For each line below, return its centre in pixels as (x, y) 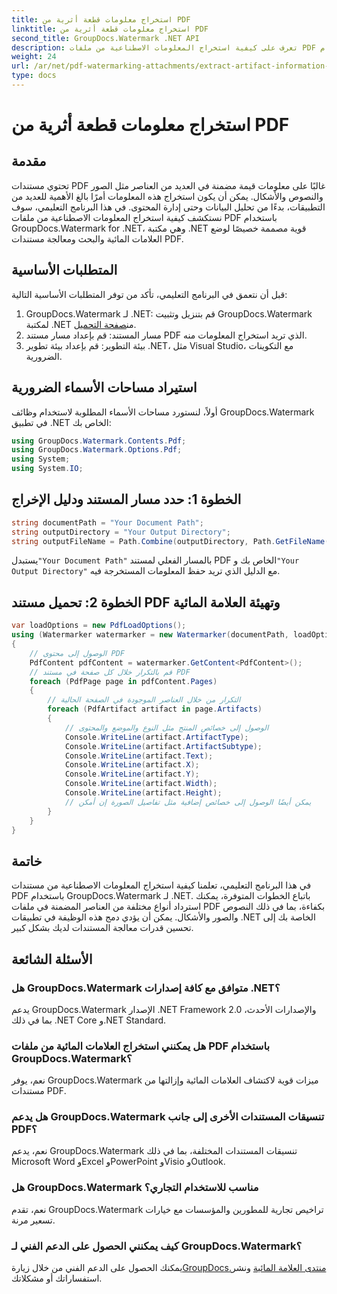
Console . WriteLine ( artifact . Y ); (132, 774)
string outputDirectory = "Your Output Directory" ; (121, 532)
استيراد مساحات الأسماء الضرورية (104, 387)
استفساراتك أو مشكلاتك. (57, 1278)
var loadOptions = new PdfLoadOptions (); (99, 626)
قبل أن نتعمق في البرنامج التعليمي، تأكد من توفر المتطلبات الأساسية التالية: (149, 294)
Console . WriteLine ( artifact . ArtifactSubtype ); (163, 746)
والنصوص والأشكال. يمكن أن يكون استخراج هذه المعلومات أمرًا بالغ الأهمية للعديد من (167, 196)
